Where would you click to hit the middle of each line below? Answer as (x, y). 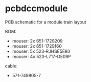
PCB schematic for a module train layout (46, 22)
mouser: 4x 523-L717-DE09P (41, 56)
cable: (11, 66)
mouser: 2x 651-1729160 (37, 46)
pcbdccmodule (36, 9)
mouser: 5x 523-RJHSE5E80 (41, 51)
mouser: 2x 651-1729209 (37, 41)
